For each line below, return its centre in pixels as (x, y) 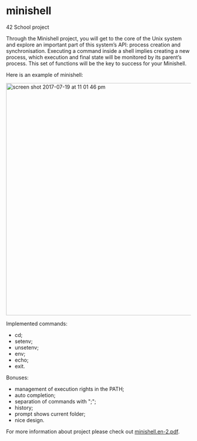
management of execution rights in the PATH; (69, 389)
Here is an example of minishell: (45, 75)
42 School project (28, 27)
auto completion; (35, 395)
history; (24, 408)
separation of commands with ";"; (55, 401)
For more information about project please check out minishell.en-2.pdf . (93, 431)
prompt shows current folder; (50, 414)
